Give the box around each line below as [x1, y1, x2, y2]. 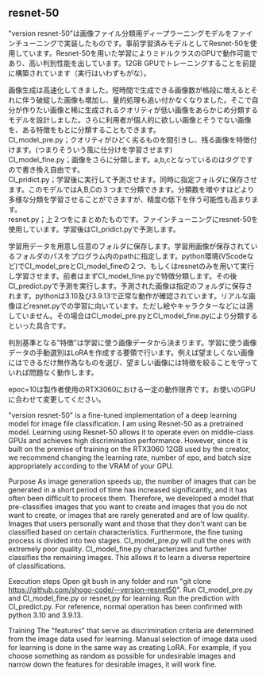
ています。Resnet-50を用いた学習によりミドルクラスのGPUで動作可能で [21, 48, 258, 58]
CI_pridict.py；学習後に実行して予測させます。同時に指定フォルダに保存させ [8, 174, 258, 184]
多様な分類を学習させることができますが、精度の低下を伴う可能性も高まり [8, 194, 252, 204]
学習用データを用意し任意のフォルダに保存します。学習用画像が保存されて [8, 241, 252, 251]
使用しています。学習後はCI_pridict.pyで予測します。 [8, 224, 180, 234]
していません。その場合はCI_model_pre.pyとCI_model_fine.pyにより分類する [8, 310, 258, 321]
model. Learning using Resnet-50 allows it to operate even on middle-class [8, 427, 254, 437]
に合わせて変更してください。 [8, 394, 106, 404]
